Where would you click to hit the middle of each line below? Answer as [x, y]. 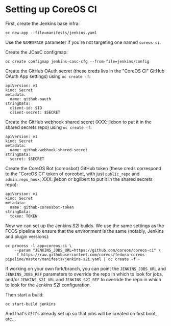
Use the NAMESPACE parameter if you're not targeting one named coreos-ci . [83, 42]
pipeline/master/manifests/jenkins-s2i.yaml [53, 259]
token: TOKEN [24, 216]
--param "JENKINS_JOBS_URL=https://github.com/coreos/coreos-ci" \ [88, 250]
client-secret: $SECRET [35, 112]
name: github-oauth [31, 99]
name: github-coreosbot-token [42, 207]
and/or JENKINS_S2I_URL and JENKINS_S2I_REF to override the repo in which [83, 279]
